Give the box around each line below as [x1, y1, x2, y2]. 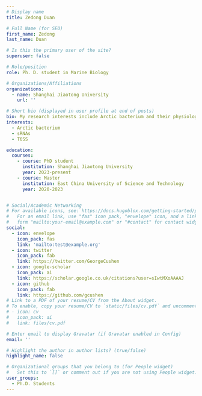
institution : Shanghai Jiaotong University [22, 164, 133, 170]
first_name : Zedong [6, 31, 55, 37]
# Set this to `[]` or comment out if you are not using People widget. [6, 369, 198, 376]
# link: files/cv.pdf [6, 320, 66, 326]
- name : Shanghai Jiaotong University [11, 92, 109, 98]
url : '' [17, 97, 36, 103]
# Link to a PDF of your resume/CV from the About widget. [6, 298, 158, 304]
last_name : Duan [6, 37, 47, 43]
